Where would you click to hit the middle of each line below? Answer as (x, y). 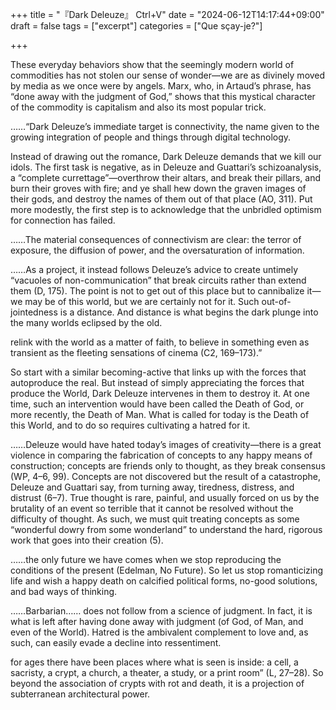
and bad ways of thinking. (64, 591)
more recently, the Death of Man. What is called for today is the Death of (160, 414)
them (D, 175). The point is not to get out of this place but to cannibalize (157, 291)
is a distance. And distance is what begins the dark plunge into (189, 312)
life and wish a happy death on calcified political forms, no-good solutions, (164, 581)
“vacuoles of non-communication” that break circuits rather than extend (158, 280)
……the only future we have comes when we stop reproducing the (146, 559)
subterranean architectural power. (80, 694)
